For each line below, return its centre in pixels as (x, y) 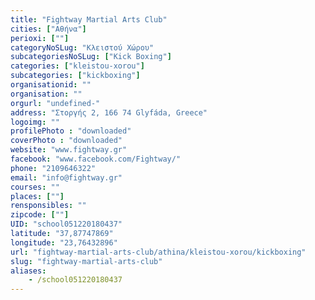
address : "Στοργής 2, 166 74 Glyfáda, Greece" (109, 112)
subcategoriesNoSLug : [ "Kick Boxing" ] (91, 57)
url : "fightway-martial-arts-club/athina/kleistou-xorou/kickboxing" (158, 252)
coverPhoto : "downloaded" (66, 141)
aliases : (28, 271)
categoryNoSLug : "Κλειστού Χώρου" (82, 47)
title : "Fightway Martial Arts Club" (89, 19)
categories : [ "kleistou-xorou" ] (77, 66)
